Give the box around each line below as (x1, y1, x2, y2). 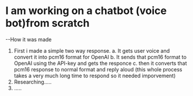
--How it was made (5, 36, 52, 43)
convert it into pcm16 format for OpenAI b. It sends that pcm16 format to (13, 53, 187, 60)
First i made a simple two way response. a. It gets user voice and (13, 47, 170, 54)
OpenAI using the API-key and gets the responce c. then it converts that (13, 60, 187, 67)
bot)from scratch (5, 16, 90, 30)
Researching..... (13, 78, 52, 85)
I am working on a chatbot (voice (5, 4, 167, 18)
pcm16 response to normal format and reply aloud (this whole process (13, 66, 183, 73)
